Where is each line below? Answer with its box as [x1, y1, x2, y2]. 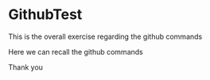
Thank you [8, 62, 44, 72]
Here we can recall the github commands [8, 47, 143, 56]
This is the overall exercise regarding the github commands [8, 32, 203, 41]
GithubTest [8, 6, 83, 24]
